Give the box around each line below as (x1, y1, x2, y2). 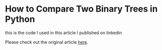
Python (5, 14, 35, 25)
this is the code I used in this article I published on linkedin (5, 30, 123, 35)
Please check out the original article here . (5, 39, 89, 45)
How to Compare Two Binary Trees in (5, 3, 158, 15)
